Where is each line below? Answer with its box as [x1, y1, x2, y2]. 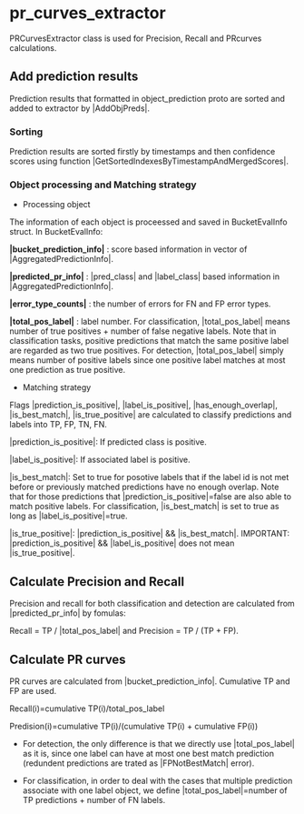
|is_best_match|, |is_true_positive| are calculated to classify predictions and [9, 409, 292, 420]
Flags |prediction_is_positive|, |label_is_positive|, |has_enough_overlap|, [9, 399, 279, 411]
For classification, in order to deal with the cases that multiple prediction [22, 775, 293, 786]
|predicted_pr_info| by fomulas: [9, 608, 127, 618]
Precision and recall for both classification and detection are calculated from [9, 598, 295, 609]
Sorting [9, 126, 44, 138]
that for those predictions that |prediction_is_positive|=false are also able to [9, 491, 292, 502]
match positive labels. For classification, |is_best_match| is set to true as [9, 501, 279, 512]
